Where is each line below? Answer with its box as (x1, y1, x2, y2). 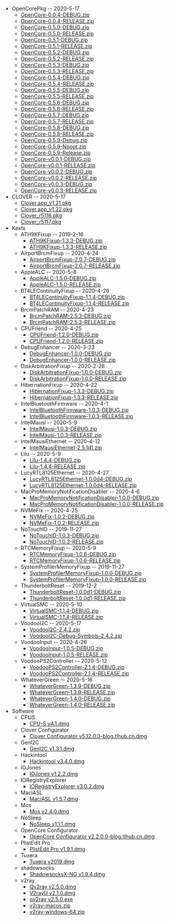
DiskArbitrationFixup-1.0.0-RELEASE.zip (29, 375, 127, 382)
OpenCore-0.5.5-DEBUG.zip (20, 87, 90, 93)
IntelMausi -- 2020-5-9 (20, 419, 78, 426)
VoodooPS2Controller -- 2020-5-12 (20, 658, 107, 664)
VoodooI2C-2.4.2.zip (29, 626, 81, 633)
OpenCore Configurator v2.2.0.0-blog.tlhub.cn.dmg (29, 833, 155, 840)
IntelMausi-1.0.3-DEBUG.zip (29, 425, 97, 432)
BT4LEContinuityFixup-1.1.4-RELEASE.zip (29, 300, 130, 306)
